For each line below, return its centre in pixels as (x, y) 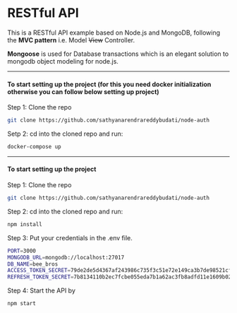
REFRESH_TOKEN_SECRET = (41, 277)
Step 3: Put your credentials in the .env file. (70, 237)
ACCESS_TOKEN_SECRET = (39, 271)
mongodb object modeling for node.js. (63, 61)
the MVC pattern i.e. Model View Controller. (71, 40)
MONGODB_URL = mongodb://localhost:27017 (66, 257)
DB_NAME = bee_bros (33, 264)
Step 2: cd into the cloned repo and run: (65, 211)
